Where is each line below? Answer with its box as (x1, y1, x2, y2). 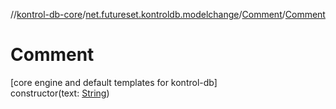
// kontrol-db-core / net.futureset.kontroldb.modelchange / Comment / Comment (10, 9, 326, 20)
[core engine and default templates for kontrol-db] (10, 76, 218, 88)
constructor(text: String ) (10, 87, 110, 99)
